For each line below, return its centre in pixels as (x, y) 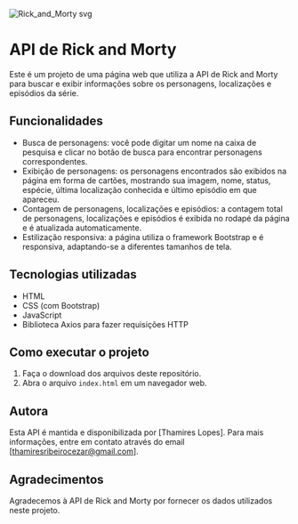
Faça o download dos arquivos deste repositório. (112, 374)
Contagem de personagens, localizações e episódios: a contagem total (152, 208)
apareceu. (40, 199)
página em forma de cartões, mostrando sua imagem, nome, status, (146, 180)
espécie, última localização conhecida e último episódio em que (139, 189)
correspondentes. (55, 161)
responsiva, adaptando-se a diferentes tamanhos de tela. (127, 246)
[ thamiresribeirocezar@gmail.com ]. (74, 451)
